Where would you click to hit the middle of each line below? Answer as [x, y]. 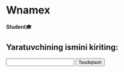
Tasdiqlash [90, 62]
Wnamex [28, 10]
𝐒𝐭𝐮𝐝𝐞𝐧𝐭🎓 [19, 26]
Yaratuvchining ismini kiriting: [62, 47]
